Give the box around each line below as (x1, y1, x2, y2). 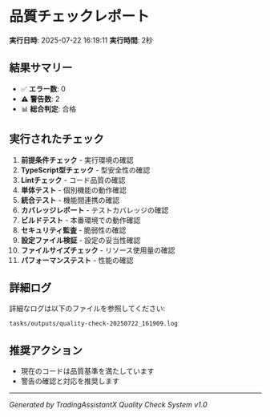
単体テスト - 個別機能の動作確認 (20, 185, 127, 195)
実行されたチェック (9, 132, 104, 146)
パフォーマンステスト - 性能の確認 (20, 255, 134, 265)
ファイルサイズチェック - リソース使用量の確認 (20, 245, 175, 255)
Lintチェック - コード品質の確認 (20, 175, 126, 184)
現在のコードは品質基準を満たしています (20, 366, 155, 376)
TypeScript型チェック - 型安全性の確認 (20, 165, 151, 175)
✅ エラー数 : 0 (20, 83, 66, 93)
